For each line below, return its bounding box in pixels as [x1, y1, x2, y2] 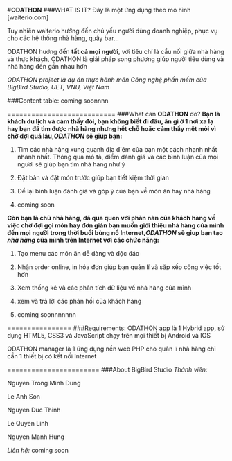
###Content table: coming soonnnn [7, 96, 109, 105]
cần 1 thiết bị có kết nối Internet [7, 352, 97, 360]
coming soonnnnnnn [17, 311, 76, 318]
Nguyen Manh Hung [7, 433, 64, 441]
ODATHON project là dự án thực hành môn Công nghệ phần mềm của [7, 76, 207, 84]
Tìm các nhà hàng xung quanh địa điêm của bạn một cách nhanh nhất [17, 146, 217, 153]
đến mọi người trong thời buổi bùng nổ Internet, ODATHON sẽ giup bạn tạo [7, 229, 223, 236]
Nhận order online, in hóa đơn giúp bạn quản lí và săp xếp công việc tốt [17, 263, 222, 271]
